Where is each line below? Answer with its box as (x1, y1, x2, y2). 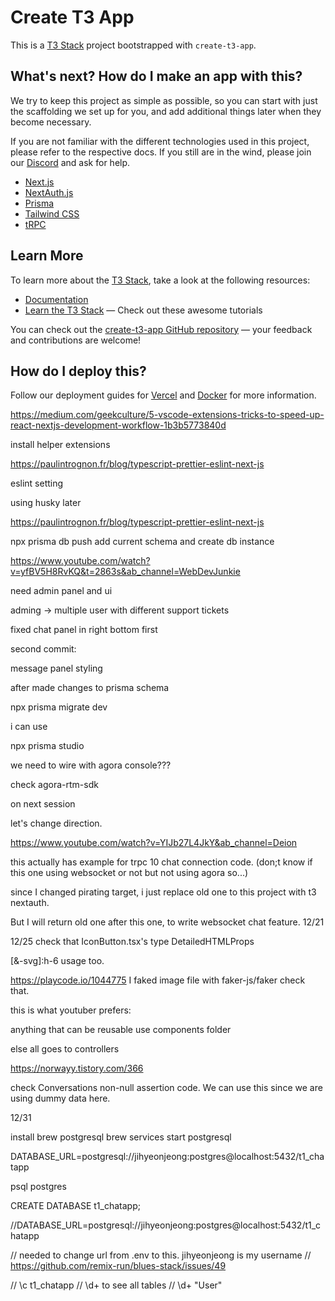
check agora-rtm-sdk (10, 779, 99, 791)
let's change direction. (10, 817, 103, 830)
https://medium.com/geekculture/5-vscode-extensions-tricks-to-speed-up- (10, 409, 325, 421)
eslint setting (10, 477, 64, 490)
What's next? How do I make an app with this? (10, 68, 303, 85)
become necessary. (10, 116, 92, 128)
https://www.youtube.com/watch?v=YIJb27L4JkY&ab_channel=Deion (10, 837, 298, 849)
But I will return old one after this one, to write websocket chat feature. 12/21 (10, 916, 325, 928)
